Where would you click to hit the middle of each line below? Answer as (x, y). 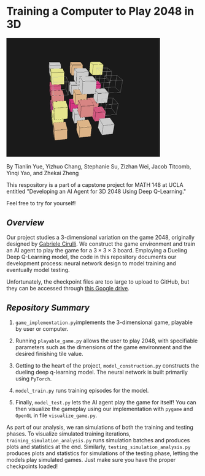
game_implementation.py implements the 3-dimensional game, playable (104, 322)
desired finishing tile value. (49, 354)
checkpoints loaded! (32, 466)
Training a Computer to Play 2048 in (100, 11)
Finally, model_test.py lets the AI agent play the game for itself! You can (106, 402)
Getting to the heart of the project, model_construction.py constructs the (107, 366)
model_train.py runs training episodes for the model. (82, 391)
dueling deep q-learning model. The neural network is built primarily (102, 372)
